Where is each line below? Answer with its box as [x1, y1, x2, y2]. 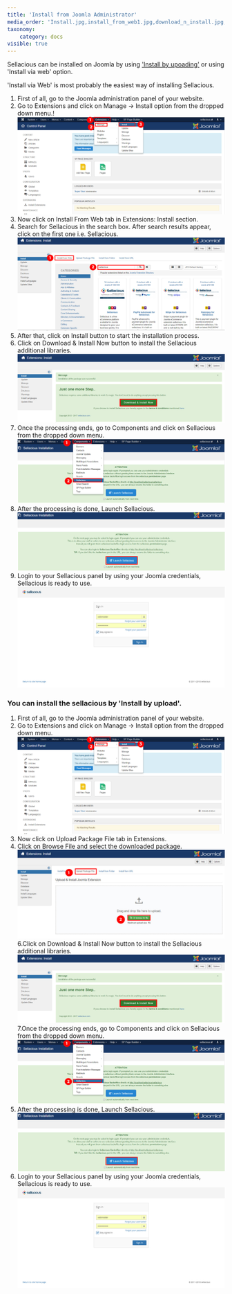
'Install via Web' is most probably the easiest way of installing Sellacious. [7, 81, 215, 89]
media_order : [7, 18, 45, 26]
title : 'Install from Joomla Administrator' [7, 11, 137, 18]
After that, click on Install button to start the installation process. [17, 331, 200, 339]
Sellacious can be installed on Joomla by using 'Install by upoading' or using [7, 60, 224, 69]
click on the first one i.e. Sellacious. [17, 229, 119, 238]
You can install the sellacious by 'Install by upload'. [7, 698, 182, 708]
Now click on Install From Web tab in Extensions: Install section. [17, 215, 199, 223]
